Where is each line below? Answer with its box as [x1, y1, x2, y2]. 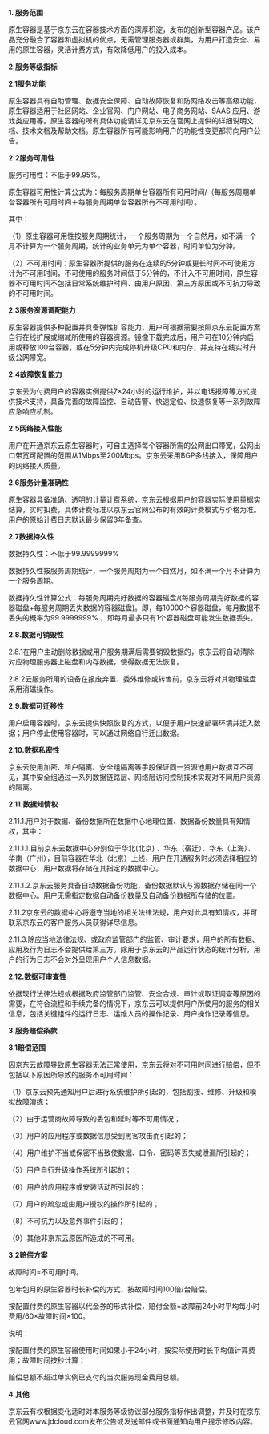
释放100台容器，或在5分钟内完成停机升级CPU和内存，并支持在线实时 [22, 342, 250, 352]
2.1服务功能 [8, 79, 46, 88]
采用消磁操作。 [8, 685, 58, 693]
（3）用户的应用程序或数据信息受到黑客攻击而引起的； [8, 1131, 188, 1141]
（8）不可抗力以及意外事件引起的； [8, 1216, 126, 1226]
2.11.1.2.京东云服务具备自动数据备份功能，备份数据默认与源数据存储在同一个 [8, 881, 257, 890]
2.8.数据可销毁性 [8, 630, 64, 640]
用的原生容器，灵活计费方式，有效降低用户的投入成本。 [8, 45, 191, 55]
